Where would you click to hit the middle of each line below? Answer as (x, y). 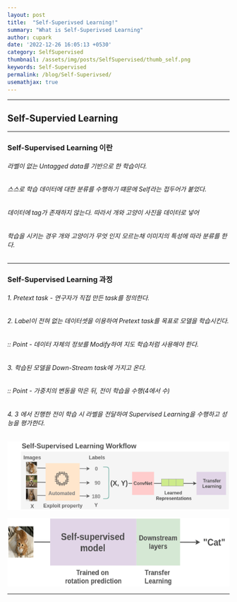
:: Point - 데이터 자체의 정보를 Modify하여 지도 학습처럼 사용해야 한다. (103, 344)
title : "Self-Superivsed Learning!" (63, 22)
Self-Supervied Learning (63, 118)
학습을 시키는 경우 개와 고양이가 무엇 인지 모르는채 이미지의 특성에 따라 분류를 (114, 236)
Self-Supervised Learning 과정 (60, 279)
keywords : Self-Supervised (47, 67)
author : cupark (30, 37)
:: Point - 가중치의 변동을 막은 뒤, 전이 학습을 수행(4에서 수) (89, 391)
